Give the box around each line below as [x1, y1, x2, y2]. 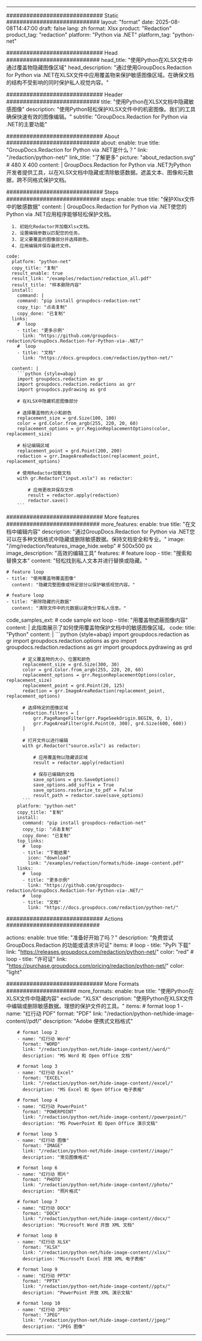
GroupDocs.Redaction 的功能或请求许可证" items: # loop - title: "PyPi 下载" [6, 941, 191, 949]
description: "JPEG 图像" [22, 1324, 85, 1330]
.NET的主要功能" [6, 121, 47, 128]
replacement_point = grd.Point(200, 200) [17, 448, 122, 454]
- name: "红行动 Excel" [17, 1070, 74, 1076]
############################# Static [6, 12, 119, 19]
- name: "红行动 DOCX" [17, 1205, 71, 1211]
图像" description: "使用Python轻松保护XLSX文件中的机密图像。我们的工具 [11, 106, 196, 113]
